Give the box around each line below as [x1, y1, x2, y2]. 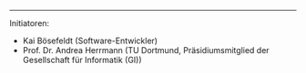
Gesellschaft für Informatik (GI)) [22, 55, 143, 65]
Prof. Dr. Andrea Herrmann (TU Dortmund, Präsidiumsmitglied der [22, 45, 270, 55]
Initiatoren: [9, 18, 50, 28]
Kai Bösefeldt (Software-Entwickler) [22, 35, 158, 46]
